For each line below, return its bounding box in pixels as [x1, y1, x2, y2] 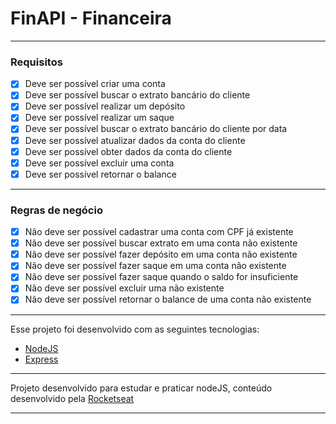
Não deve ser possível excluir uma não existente [24, 282, 225, 294]
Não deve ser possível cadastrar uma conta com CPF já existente [24, 226, 294, 238]
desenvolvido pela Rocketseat [10, 392, 135, 404]
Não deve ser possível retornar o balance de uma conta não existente [24, 293, 312, 306]
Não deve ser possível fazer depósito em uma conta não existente [24, 248, 298, 261]
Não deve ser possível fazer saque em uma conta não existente [24, 260, 287, 272]
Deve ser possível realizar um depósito [24, 100, 186, 112]
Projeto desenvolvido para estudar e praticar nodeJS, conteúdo [10, 382, 273, 394]
